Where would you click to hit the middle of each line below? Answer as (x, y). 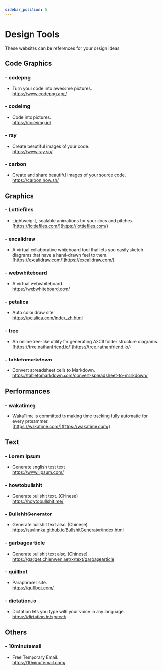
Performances (28, 391)
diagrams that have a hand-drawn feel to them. (60, 255)
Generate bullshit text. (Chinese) (45, 496)
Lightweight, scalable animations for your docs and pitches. (73, 220)
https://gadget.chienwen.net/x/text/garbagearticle (63, 559)
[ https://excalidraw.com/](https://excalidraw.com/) (63, 260)
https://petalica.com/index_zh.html (47, 318)
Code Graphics (29, 63)
